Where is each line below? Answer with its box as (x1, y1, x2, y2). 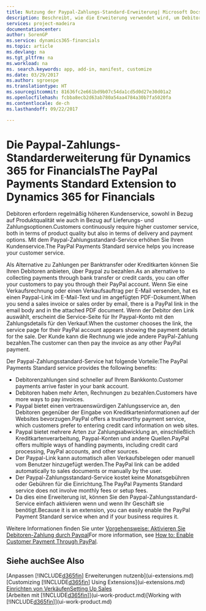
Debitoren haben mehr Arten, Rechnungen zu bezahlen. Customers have (15, 389, 197, 396)
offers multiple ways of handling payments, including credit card (15, 441, 178, 448)
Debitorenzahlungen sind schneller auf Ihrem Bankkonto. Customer (15, 376, 184, 383)
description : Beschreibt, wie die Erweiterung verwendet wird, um (6, 15, 180, 21)
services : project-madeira (6, 20, 75, 26)
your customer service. (6, 249, 66, 256)
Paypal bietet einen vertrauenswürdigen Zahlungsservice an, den (15, 402, 180, 410)
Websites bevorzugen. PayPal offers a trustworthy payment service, (15, 415, 186, 423)
